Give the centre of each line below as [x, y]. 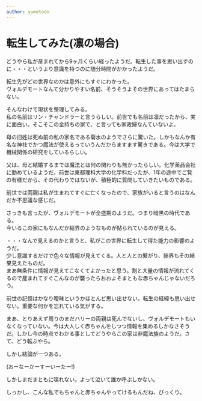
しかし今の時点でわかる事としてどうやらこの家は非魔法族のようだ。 [101, 333]
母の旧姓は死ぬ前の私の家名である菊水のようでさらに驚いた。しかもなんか [98, 137]
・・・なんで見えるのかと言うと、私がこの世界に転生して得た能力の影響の [98, 240]
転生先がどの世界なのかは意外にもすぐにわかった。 [69, 81]
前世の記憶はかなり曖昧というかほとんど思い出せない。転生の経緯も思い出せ [101, 298]
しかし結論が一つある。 [35, 354]
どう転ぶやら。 [35, 341]
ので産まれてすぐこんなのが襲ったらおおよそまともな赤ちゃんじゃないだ [101, 278]
